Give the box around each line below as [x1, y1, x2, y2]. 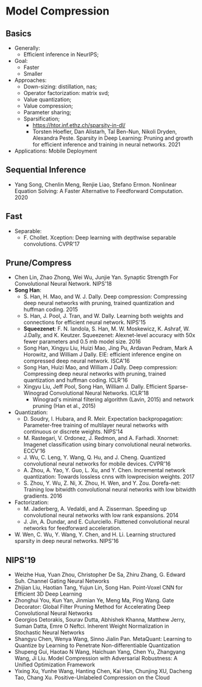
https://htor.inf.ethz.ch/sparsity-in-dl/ [32, 122, 126, 128]
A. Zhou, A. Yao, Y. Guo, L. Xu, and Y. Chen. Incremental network [23, 467, 186, 474]
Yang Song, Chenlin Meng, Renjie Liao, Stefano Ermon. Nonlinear [14, 180, 177, 188]
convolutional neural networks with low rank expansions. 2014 [23, 511, 179, 519]
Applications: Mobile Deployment [14, 147, 97, 154]
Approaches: [14, 77, 47, 84]
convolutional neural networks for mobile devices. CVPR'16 [23, 460, 171, 467]
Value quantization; [23, 96, 72, 103]
